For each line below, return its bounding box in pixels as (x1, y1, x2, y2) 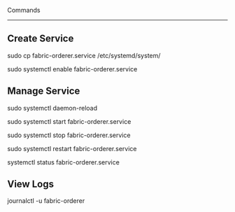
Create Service (7, 33, 74, 45)
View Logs (7, 178, 55, 190)
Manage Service (7, 85, 80, 97)
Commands (7, 6, 41, 14)
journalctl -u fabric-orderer (7, 197, 85, 205)
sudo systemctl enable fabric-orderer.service (7, 64, 138, 73)
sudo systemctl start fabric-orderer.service (7, 117, 131, 125)
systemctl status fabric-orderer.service (7, 157, 120, 167)
